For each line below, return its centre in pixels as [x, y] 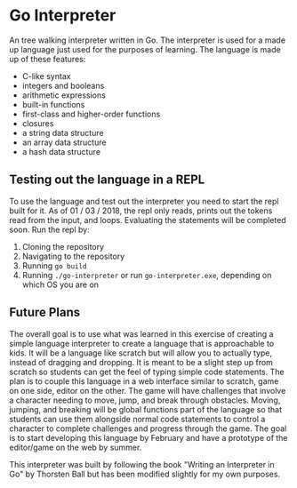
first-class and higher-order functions [91, 114]
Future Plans [45, 312]
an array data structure [64, 142]
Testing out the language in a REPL [107, 180]
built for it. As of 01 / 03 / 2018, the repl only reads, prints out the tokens [141, 211]
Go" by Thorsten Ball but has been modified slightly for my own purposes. [145, 474]
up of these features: [48, 59]
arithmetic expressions [64, 95]
